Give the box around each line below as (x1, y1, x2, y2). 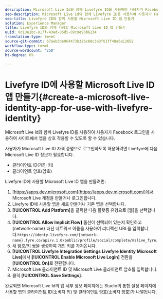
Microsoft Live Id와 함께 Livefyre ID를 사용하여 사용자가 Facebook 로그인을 (5, 129, 150, 135)
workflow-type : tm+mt (5, 43, 49, 48)
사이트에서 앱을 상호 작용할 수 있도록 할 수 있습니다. (18, 135, 115, 141)
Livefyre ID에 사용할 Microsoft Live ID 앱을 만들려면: (5, 179, 106, 184)
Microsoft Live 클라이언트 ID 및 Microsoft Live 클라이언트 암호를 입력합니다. (12, 266, 158, 272)
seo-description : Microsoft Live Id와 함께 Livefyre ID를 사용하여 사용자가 (5, 12, 152, 17)
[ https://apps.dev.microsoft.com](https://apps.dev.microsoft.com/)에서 (12, 189, 154, 195)
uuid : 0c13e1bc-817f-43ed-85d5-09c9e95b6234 (5, 30, 97, 35)
